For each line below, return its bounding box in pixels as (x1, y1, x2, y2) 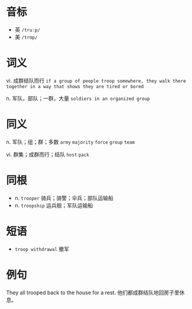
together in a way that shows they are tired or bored (6, 83, 144, 89)
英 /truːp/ (14, 26, 40, 33)
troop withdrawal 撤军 (14, 245, 70, 252)
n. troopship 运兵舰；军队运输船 (14, 201, 93, 209)
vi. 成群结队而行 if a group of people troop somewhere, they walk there (6, 77, 186, 84)
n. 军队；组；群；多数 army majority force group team (6, 138, 135, 145)
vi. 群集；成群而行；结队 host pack (6, 151, 90, 158)
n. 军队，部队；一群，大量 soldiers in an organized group (6, 95, 150, 102)
